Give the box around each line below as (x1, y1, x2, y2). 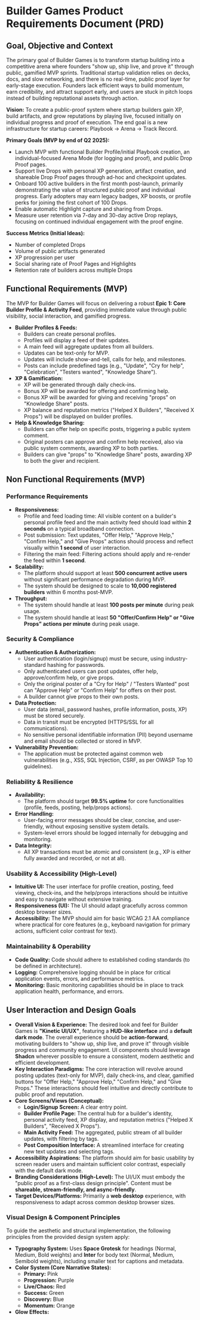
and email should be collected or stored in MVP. (23, 737, 142, 744)
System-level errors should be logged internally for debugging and (23, 829, 188, 836)
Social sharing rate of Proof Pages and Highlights (14, 260, 136, 267)
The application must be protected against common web (23, 750, 163, 757)
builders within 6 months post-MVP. (23, 588, 113, 595)
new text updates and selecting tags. (23, 1147, 115, 1155)
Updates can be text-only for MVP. (23, 349, 109, 356)
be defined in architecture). (14, 962, 82, 970)
